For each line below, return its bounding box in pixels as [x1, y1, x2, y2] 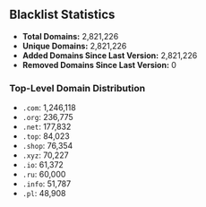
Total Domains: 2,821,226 [21, 30, 119, 41]
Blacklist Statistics [9, 7, 116, 22]
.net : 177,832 [21, 121, 72, 133]
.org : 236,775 [21, 112, 73, 123]
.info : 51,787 [21, 178, 72, 189]
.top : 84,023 [21, 131, 70, 142]
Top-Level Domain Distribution [9, 82, 146, 94]
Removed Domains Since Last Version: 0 [21, 59, 177, 70]
